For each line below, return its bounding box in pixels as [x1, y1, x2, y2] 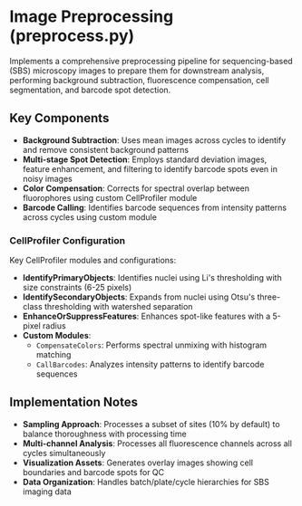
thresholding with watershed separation [44, 301, 193, 312]
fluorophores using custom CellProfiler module [22, 192, 198, 203]
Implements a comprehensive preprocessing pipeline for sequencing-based [9, 55, 293, 66]
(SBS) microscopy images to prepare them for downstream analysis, [9, 65, 265, 76]
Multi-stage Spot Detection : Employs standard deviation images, [22, 154, 268, 165]
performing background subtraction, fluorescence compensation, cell [9, 74, 269, 85]
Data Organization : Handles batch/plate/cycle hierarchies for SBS [22, 476, 269, 487]
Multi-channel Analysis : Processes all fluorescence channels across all [22, 437, 293, 449]
